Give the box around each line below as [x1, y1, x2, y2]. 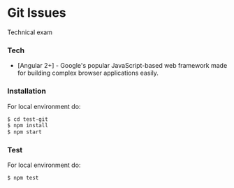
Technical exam [7, 28, 52, 36]
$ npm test [7, 175, 39, 182]
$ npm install [7, 122, 49, 129]
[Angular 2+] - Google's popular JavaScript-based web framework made [17, 62, 228, 70]
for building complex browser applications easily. [17, 68, 159, 78]
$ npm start [7, 129, 42, 136]
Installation [7, 86, 47, 96]
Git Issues [7, 5, 66, 21]
